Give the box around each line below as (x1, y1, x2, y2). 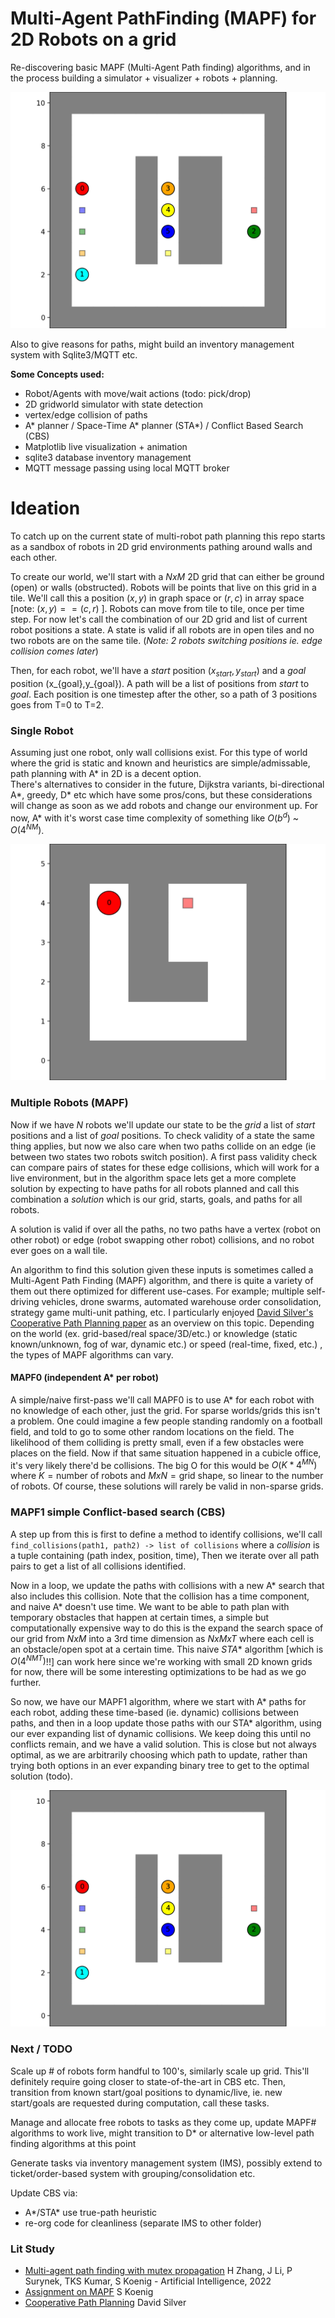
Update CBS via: (10, 2187, 78, 2199)
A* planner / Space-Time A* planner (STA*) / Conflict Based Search (24, 419, 304, 431)
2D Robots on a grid (10, 28, 177, 51)
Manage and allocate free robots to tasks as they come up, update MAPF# (10, 2116, 317, 2128)
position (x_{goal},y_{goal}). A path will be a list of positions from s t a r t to (10, 677, 310, 689)
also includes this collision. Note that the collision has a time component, (10, 1590, 310, 1602)
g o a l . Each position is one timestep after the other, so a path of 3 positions (10, 688, 318, 700)
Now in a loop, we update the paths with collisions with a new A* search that (10, 1579, 325, 1591)
